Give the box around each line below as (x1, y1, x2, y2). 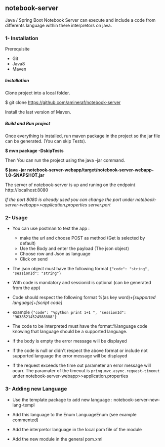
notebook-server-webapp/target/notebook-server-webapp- (27, 167, 154, 173)
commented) (12, 417, 39, 423)
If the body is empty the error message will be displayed (12, 338, 127, 344)
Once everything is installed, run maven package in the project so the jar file (5, 133, 161, 139)
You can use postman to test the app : (12, 225, 90, 232)
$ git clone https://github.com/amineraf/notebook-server (5, 99, 121, 105)
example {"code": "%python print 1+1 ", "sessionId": (12, 309, 126, 315)
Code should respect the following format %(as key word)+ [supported (12, 295, 156, 300)
